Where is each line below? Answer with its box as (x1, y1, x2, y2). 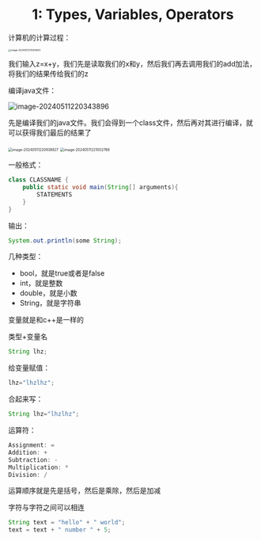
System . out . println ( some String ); (8, 236, 123, 245)
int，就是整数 (19, 279, 63, 288)
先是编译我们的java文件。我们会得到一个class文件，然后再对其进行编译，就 (8, 118, 253, 128)
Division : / (8, 471, 47, 478)
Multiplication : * (8, 463, 69, 471)
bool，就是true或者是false (19, 269, 105, 278)
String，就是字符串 (19, 299, 81, 308)
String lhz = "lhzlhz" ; (8, 410, 80, 418)
